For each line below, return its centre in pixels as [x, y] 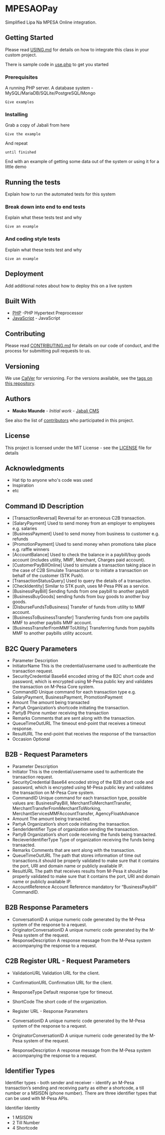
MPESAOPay [32, 9]
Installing [16, 114]
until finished [21, 152]
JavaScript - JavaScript [36, 318]
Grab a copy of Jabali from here [37, 125]
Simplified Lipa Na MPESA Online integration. [51, 22]
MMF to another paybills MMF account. [52, 623]
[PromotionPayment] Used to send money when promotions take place [84, 544]
